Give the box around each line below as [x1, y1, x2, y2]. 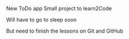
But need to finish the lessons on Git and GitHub [6, 27, 124, 34]
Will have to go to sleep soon [6, 16, 77, 23]
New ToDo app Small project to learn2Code [6, 5, 112, 12]
